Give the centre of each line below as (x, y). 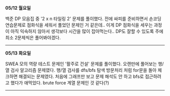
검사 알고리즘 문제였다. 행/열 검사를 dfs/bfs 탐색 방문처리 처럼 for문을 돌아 (83, 70)
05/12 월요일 (18, 8)
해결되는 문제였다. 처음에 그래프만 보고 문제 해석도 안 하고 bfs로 (81, 76)
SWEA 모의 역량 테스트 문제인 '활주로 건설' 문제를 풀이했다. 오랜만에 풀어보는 (81, 64)
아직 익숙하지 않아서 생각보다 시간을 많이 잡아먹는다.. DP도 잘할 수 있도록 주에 (87, 31)
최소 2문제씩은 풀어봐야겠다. (33, 38)
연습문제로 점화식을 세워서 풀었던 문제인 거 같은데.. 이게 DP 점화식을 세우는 (79, 25)
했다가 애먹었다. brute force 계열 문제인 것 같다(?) (60, 83)
